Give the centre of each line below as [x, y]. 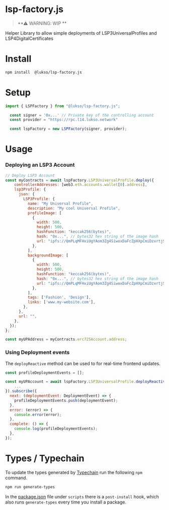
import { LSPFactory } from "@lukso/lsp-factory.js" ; [63, 106]
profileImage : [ [45, 213]
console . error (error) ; [38, 415]
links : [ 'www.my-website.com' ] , [61, 302]
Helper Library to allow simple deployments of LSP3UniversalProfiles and [81, 33]
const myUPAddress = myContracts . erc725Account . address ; [66, 339]
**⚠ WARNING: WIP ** [42, 23]
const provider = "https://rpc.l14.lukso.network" [64, 120]
